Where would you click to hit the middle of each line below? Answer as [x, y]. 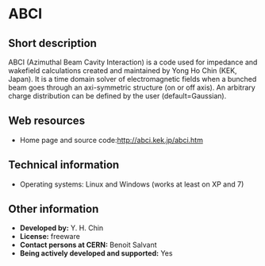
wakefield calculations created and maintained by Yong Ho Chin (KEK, [123, 71]
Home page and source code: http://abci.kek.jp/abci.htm [111, 140]
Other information [54, 209]
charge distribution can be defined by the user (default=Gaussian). [117, 96]
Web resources [47, 121]
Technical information [64, 165]
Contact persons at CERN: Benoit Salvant [88, 245]
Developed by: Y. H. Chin [61, 228]
